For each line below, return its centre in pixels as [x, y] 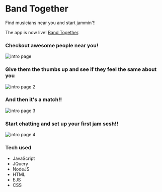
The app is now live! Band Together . [42, 32]
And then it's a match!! [33, 100]
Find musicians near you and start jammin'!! [50, 23]
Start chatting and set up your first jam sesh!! [62, 124]
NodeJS [21, 169]
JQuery [20, 164]
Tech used [18, 148]
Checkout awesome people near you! [52, 45]
